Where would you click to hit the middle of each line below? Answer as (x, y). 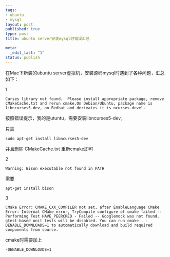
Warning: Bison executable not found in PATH (55, 168)
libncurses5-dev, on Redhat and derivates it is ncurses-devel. (75, 108)
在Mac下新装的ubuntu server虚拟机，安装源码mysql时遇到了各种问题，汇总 (85, 73)
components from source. (32, 230)
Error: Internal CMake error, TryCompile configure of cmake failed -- (83, 212)
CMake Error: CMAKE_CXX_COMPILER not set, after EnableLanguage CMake (82, 207)
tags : (11, 10)
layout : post (19, 24)
